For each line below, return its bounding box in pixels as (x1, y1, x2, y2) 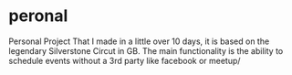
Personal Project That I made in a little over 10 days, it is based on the (8, 36, 270, 47)
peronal (8, 5, 68, 27)
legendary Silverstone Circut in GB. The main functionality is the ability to (8, 45, 284, 56)
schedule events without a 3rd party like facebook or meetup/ (8, 55, 241, 66)
